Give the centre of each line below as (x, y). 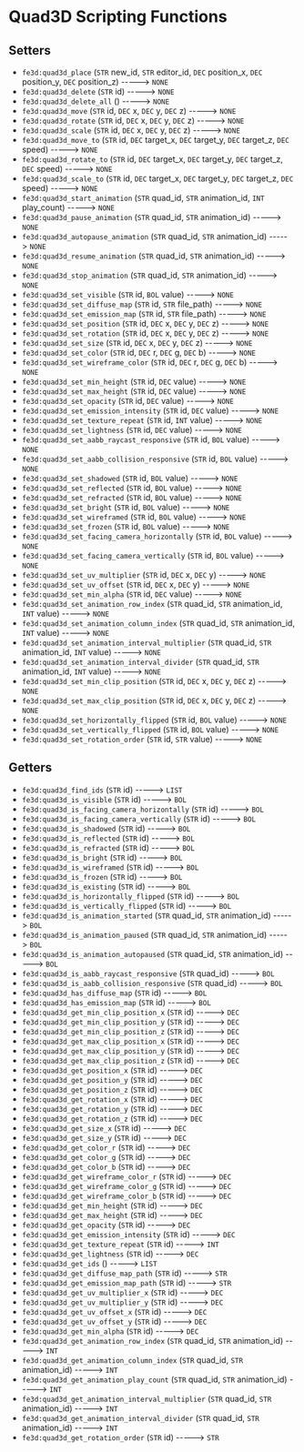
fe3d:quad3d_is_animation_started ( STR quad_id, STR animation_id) (147, 915)
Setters (30, 50)
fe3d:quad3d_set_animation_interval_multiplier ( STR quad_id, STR (147, 642)
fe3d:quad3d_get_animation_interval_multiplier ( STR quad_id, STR (147, 1398)
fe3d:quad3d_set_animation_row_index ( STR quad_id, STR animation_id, (152, 604)
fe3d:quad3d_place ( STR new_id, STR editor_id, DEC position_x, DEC (142, 72)
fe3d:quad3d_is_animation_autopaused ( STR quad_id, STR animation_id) (152, 953)
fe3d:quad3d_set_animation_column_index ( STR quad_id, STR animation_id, (158, 623)
